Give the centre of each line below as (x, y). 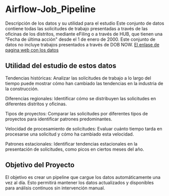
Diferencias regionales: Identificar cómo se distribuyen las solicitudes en (81, 98)
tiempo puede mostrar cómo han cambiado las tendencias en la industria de (84, 83)
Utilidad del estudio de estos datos (61, 66)
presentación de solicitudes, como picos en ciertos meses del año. (75, 149)
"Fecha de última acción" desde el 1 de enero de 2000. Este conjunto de (80, 39)
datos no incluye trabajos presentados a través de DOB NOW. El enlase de (82, 44)
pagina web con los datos (32, 50)
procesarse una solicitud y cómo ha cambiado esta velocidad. (70, 134)
